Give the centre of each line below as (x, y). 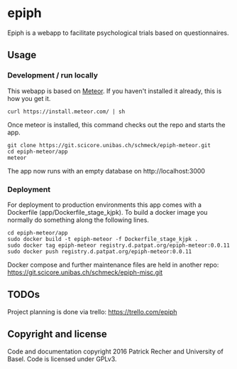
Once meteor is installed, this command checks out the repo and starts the (116, 124)
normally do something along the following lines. (78, 220)
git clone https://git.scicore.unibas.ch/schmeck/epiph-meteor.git (109, 145)
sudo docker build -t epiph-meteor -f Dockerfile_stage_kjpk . (103, 239)
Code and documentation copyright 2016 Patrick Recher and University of (115, 351)
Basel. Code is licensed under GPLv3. (62, 359)
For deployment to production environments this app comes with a (105, 205)
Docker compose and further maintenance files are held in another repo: (113, 264)
